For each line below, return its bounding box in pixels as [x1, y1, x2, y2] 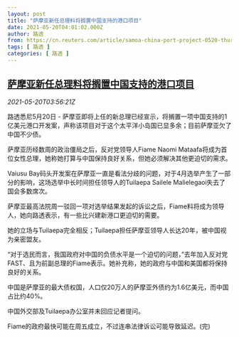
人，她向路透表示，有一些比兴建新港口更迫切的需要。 [7, 210, 164, 219]
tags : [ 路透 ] [7, 43, 51, 50]
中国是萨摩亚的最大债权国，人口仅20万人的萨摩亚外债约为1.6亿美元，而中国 [7, 282, 229, 291]
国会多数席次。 [7, 186, 51, 196]
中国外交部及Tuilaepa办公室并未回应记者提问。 [7, 306, 144, 315]
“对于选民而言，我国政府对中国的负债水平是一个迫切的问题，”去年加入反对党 [7, 250, 228, 258]
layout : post [7, 10, 46, 18]
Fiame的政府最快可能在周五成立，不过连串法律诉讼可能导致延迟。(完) [7, 321, 211, 331]
